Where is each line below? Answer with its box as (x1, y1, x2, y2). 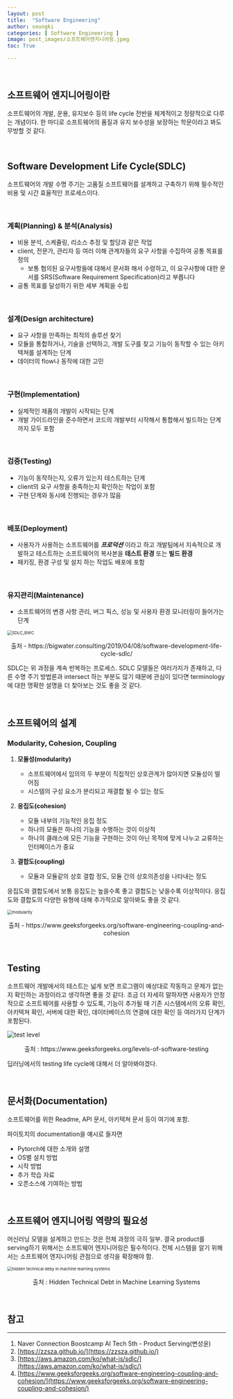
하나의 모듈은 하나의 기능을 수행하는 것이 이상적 (27, 826, 156, 834)
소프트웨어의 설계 (7, 717, 77, 729)
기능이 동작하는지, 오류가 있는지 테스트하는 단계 (17, 474, 146, 482)
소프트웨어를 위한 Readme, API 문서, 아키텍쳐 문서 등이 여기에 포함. (7, 1115, 190, 1123)
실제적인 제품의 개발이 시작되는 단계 (17, 407, 114, 415)
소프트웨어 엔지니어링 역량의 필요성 (7, 1215, 148, 1227)
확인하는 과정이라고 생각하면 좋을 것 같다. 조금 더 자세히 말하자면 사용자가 (14, 990, 213, 998)
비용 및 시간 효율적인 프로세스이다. (7, 188, 100, 196)
